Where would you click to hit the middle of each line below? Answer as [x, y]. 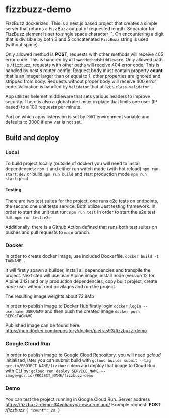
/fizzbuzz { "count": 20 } [33, 410]
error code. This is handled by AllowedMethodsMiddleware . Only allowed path [84, 59]
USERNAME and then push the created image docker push [83, 311]
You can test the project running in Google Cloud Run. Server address [78, 399]
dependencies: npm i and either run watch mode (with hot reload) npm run [82, 168]
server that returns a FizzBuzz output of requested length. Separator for [80, 28]
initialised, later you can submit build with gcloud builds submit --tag [78, 360]
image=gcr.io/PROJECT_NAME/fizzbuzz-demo [49, 376]
